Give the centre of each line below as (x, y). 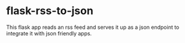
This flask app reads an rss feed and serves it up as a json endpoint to (93, 27)
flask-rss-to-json (50, 11)
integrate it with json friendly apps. (49, 33)
